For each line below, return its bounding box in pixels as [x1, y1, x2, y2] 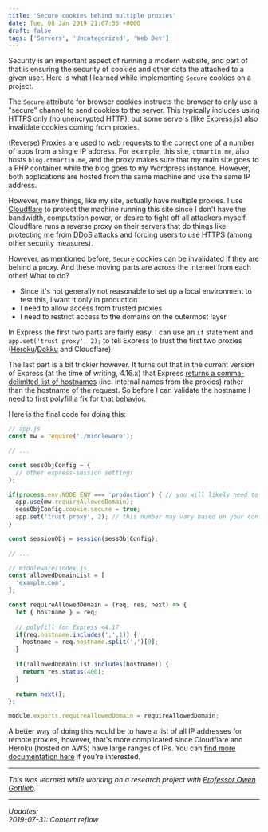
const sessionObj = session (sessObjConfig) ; [8, 534, 159, 542]
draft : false [8, 26, 52, 34]
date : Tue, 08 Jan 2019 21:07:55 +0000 [8, 19, 141, 27]
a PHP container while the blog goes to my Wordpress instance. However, [8, 163, 251, 173]
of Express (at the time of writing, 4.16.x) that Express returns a [8, 369, 215, 378]
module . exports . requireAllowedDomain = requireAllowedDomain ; [8, 712, 219, 720]
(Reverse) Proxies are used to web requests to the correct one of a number [8, 138, 255, 148]
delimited [8, 377, 39, 386]
